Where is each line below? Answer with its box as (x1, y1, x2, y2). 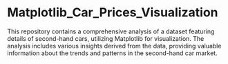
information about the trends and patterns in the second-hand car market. (7, 49, 218, 57)
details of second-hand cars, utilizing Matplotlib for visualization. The (7, 34, 205, 42)
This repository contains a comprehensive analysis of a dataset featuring (7, 27, 215, 35)
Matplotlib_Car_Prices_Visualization (7, 5, 219, 20)
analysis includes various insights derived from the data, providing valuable (7, 42, 222, 50)
